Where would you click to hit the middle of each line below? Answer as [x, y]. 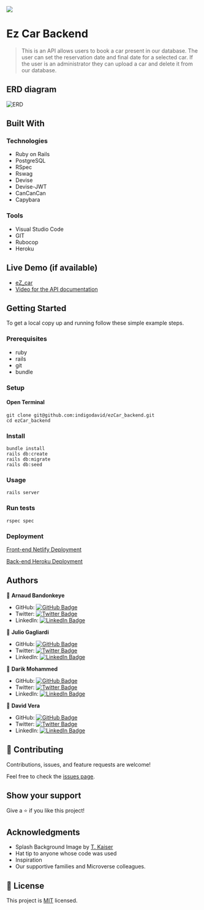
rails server [23, 493]
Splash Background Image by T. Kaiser [64, 847]
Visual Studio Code [40, 229]
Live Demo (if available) [52, 268]
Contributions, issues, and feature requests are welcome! [79, 764]
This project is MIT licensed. [42, 901]
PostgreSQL [30, 161]
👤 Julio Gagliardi [28, 632]
